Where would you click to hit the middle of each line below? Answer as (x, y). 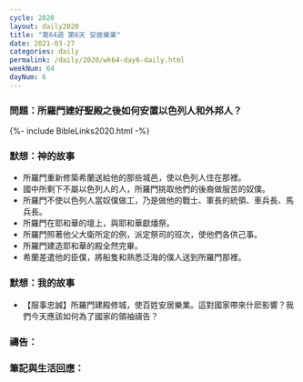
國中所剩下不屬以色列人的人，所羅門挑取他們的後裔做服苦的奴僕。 (146, 189)
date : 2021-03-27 (42, 43)
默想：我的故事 (42, 283)
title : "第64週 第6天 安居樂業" (65, 35)
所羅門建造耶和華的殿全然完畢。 (82, 246)
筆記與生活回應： (47, 368)
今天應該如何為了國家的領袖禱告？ (95, 316)
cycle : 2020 (32, 18)
